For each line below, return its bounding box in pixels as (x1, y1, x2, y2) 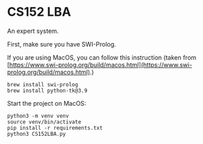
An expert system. (7, 27, 59, 35)
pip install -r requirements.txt (7, 124, 103, 131)
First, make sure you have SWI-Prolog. (7, 40, 116, 48)
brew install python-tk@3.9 (7, 87, 88, 94)
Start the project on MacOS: (7, 99, 87, 107)
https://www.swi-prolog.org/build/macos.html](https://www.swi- (9, 60, 193, 69)
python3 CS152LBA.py (7, 130, 67, 137)
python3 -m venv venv (7, 112, 70, 119)
